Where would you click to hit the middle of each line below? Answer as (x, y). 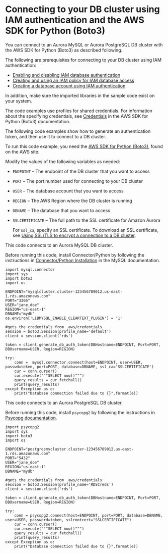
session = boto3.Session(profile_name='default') (58, 331)
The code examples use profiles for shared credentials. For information (79, 111)
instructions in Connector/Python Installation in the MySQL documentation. (83, 260)
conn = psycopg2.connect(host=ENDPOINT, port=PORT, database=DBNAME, (89, 515)
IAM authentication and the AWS (75, 20)
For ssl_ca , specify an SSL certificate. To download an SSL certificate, (85, 230)
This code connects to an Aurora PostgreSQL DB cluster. (64, 402)
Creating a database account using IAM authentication (69, 86)
